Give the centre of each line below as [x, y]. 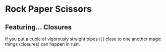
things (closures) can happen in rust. [43, 44]
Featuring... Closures [38, 27]
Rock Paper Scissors [48, 9]
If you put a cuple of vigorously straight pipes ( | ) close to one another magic [83, 39]
